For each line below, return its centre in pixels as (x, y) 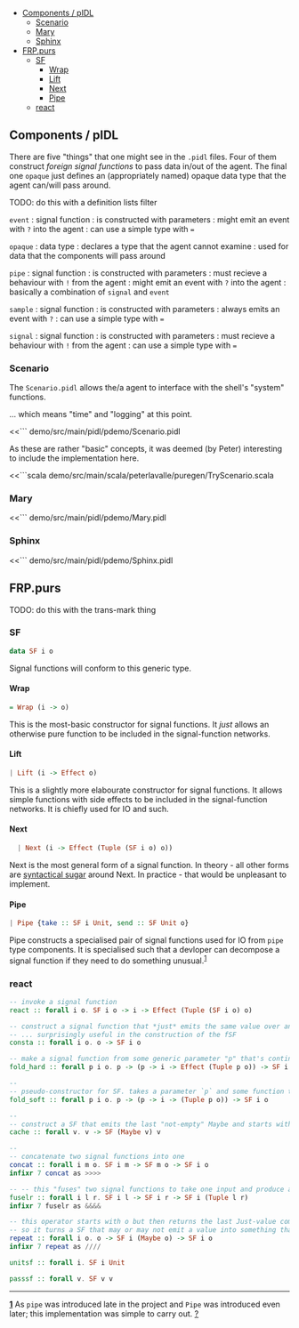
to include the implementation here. (74, 458)
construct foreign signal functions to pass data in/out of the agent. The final (148, 166)
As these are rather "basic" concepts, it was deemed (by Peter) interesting (146, 449)
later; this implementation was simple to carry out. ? (104, 1313)
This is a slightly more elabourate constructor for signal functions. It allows (146, 790)
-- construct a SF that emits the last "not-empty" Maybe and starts (141, 1124)
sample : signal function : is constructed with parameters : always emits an (145, 309)
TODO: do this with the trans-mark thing (83, 609)
